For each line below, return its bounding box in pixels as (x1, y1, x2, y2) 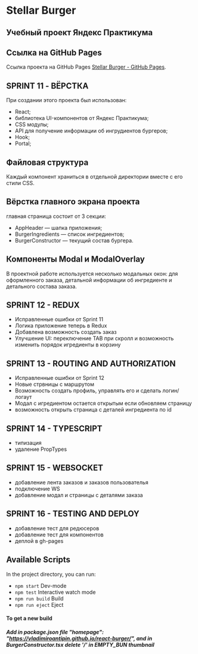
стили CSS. (6, 180, 35, 187)
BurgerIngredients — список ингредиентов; (14, 231, 125, 238)
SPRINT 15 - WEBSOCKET (6, 463, 103, 473)
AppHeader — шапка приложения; (14, 224, 103, 231)
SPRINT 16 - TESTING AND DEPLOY (6, 509, 140, 519)
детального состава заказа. (6, 283, 78, 290)
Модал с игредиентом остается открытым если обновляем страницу (14, 400, 192, 407)
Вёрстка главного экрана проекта (6, 196, 140, 207)
